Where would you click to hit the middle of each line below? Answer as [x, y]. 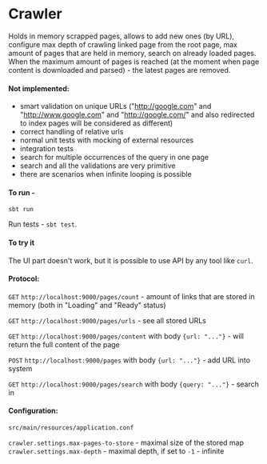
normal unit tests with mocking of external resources [107, 140]
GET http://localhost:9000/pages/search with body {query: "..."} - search [134, 384]
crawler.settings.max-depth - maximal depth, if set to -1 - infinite [116, 451]
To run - [22, 192]
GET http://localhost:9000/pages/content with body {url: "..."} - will [126, 336]
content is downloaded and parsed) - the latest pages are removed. [120, 70]
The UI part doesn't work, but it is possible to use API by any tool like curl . [131, 260]
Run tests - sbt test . [43, 224]
